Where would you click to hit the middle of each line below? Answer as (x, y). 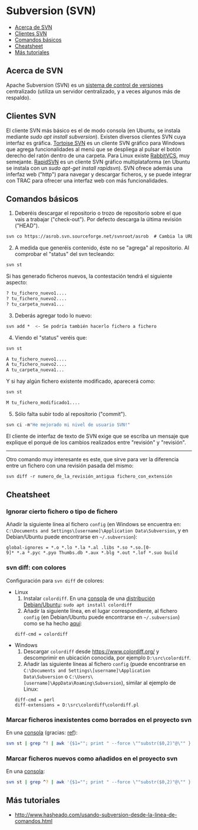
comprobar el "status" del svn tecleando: (65, 254)
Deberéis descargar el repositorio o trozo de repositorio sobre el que (98, 213)
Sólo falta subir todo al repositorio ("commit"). (70, 414)
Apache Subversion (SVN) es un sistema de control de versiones (85, 85)
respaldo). (19, 97)
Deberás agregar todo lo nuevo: (53, 315)
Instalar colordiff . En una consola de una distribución (89, 598)
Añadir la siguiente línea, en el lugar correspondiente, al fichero (100, 611)
